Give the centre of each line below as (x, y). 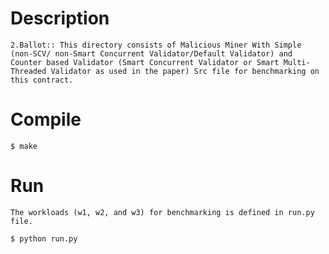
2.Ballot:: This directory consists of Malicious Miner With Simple (156, 45)
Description (60, 18)
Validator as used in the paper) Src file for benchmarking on (185, 71)
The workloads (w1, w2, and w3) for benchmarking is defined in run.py (162, 212)
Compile (46, 119)
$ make (24, 146)
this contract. (42, 80)
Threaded (28, 71)
